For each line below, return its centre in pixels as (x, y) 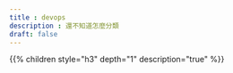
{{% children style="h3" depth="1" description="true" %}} (117, 60)
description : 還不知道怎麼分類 (64, 26)
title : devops (38, 17)
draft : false (34, 34)
